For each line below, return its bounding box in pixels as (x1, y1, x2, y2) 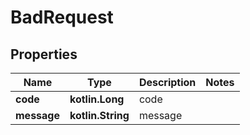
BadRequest (10, 6, 114, 29)
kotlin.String (69, 109, 130, 122)
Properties (10, 46, 78, 63)
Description (138, 76, 197, 89)
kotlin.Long (69, 92, 125, 106)
